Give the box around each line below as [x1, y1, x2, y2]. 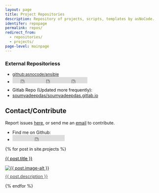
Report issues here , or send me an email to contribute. [5, 120, 115, 126]
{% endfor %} [5, 183, 33, 189]
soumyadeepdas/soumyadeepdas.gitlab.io [12, 92, 99, 98]
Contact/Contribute [5, 107, 67, 115]
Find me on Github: [12, 129, 51, 135]
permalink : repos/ [5, 26, 43, 31]
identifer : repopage [5, 21, 48, 26]
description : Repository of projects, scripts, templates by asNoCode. [5, 16, 155, 21]
